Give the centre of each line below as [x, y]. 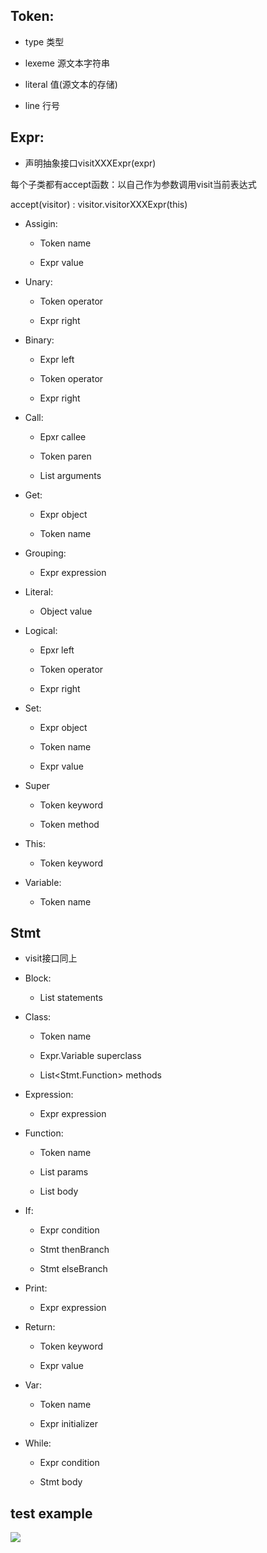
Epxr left [57, 650]
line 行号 [42, 105]
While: [38, 1443]
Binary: [39, 340]
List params [64, 1172]
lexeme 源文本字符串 [67, 63]
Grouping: [45, 553]
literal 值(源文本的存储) [71, 84]
